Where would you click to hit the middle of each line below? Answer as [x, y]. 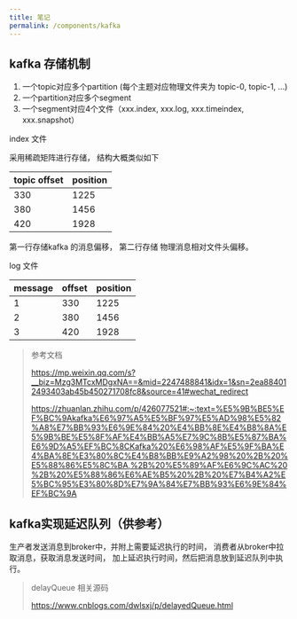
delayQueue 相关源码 [70, 588]
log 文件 [24, 266]
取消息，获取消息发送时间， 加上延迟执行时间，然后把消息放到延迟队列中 [142, 558]
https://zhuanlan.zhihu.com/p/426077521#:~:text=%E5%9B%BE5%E [158, 409]
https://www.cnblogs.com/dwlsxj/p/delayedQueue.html [132, 606]
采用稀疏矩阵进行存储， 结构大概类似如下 [84, 158]
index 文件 [28, 139]
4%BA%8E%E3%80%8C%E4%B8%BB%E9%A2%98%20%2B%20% [160, 456]
